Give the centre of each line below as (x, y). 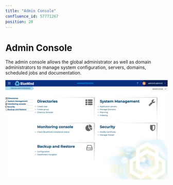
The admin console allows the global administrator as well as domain (78, 62)
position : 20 (19, 22)
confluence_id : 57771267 (32, 16)
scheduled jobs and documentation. (44, 73)
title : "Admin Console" (31, 11)
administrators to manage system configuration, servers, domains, (76, 67)
